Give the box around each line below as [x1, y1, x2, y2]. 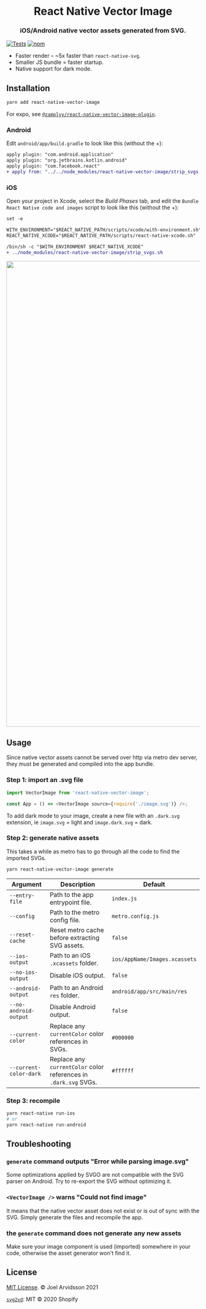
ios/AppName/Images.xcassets [112, 955, 197, 963]
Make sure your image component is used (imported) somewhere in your [6, 1243, 191, 1250]
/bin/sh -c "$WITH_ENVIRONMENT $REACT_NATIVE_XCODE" [6, 243, 144, 250]
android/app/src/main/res [112, 988, 188, 995]
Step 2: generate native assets [6, 834, 99, 842]
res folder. [50, 991, 80, 1000]
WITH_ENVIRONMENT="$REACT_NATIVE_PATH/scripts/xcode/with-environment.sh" [6, 227, 202, 233]
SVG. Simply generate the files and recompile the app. [6, 1213, 143, 1221]
